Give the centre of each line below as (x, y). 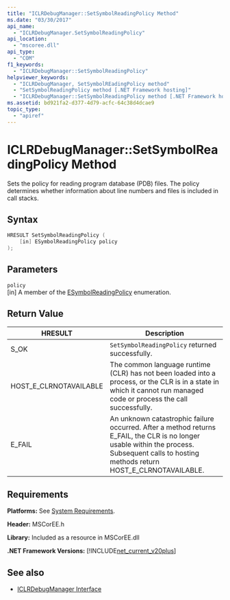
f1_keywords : (26, 65)
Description (165, 333)
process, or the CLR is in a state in (165, 381)
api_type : (21, 52)
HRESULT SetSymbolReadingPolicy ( (56, 235)
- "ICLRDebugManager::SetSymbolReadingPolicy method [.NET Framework (114, 97)
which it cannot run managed (157, 390)
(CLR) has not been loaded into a (163, 373)
